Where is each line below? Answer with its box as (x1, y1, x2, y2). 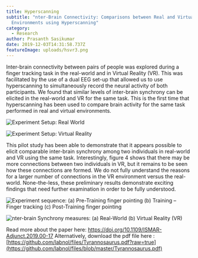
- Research (11, 31, 38, 37)
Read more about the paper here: (6, 226, 87, 233)
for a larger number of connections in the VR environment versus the (6, 172, 173, 180)
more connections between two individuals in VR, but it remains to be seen (6, 160, 188, 167)
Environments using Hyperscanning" (11, 19, 99, 25)
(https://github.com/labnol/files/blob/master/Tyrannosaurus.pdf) (6, 244, 163, 252)
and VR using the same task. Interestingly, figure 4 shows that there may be (6, 154, 190, 161)
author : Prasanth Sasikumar (6, 36, 75, 42)
